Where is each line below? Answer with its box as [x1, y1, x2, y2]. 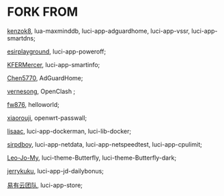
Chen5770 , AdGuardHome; [7, 73, 83, 82]
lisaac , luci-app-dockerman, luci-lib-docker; [7, 127, 132, 135]
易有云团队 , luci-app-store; [7, 181, 83, 189]
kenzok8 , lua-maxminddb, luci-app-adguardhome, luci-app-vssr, [7, 27, 190, 35]
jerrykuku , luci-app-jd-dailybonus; [7, 167, 104, 175]
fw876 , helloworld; [7, 100, 60, 108]
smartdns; [7, 34, 36, 42]
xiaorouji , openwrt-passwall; [7, 114, 87, 122]
